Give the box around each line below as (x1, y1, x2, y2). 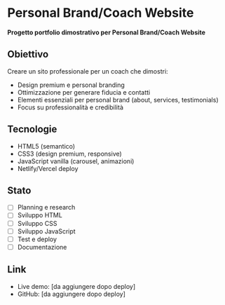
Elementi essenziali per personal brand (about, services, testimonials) (17, 95, 219, 104)
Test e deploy (17, 235, 57, 243)
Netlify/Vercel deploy (17, 164, 79, 172)
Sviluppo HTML (17, 211, 63, 219)
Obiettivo (7, 48, 49, 60)
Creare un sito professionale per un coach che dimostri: (7, 67, 168, 75)
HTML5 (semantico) (17, 142, 76, 150)
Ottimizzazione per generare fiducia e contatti (17, 88, 151, 96)
